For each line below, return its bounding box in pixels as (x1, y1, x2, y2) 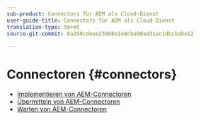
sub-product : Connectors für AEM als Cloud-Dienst (6, 10, 159, 18)
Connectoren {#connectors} (6, 66, 178, 83)
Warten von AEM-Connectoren (16, 105, 108, 114)
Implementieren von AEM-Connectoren (16, 90, 132, 99)
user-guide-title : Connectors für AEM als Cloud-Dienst (6, 17, 175, 24)
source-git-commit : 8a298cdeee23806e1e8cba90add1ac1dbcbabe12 (6, 30, 194, 37)
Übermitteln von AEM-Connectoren (16, 97, 120, 106)
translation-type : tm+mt (6, 23, 80, 30)
